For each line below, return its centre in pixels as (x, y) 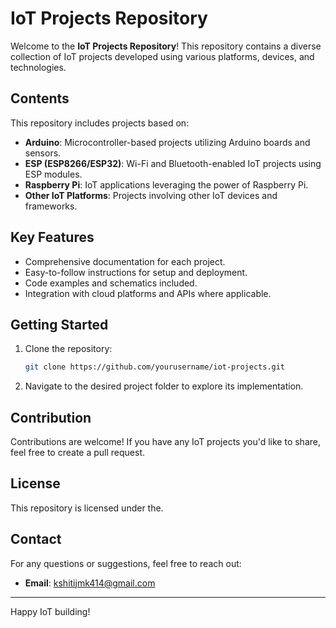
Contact (36, 539)
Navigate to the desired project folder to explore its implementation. (164, 386)
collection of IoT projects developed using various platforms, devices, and (162, 56)
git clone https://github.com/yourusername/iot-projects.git (155, 367)
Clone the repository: (68, 349)
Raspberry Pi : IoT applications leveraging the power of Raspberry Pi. (166, 184)
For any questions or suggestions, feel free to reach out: (126, 563)
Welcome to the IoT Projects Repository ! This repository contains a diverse (166, 46)
